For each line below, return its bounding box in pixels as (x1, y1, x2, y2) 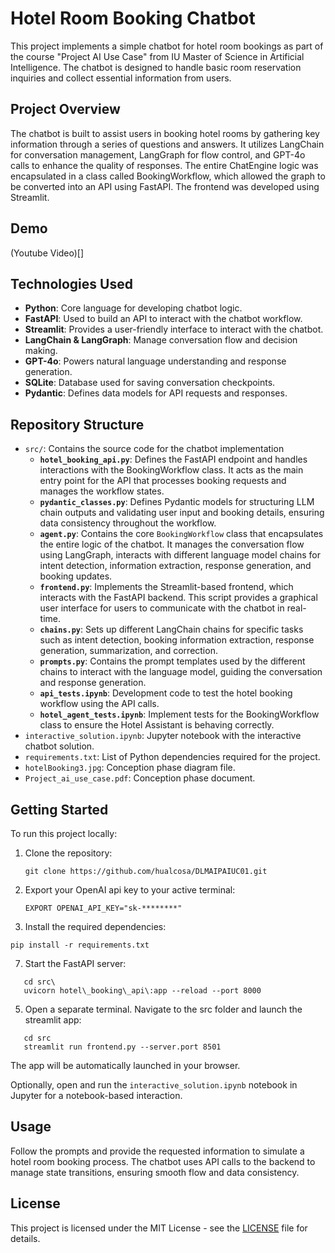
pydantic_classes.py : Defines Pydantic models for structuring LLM (39, 496, 315, 508)
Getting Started (10, 801, 109, 818)
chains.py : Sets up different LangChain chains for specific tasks (39, 623, 304, 636)
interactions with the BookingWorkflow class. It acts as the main (39, 464, 304, 476)
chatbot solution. (24, 740, 95, 752)
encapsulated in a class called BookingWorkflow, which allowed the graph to (10, 170, 326, 182)
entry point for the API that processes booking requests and (39, 475, 287, 487)
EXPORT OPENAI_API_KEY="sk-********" (24, 903, 183, 913)
